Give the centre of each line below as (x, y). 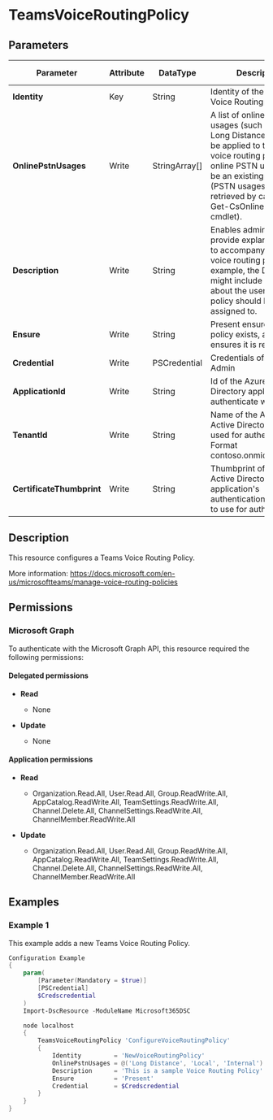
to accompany (238, 250)
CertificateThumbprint (57, 489)
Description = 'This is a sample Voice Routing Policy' (158, 1070)
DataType (177, 73)
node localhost (49, 1026)
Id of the (226, 381)
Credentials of (237, 358)
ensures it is (234, 345)
